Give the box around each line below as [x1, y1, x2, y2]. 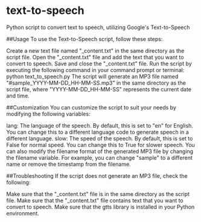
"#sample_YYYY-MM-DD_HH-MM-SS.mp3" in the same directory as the [6, 79, 186, 87]
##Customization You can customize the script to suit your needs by [6, 103, 177, 111]
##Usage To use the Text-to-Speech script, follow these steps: [6, 35, 163, 42]
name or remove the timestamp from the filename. [6, 160, 131, 168]
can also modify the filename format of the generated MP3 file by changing [6, 148, 194, 155]
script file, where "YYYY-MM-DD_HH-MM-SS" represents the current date [6, 85, 192, 93]
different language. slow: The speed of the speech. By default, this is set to [6, 134, 193, 142]
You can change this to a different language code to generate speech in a [6, 128, 189, 135]
